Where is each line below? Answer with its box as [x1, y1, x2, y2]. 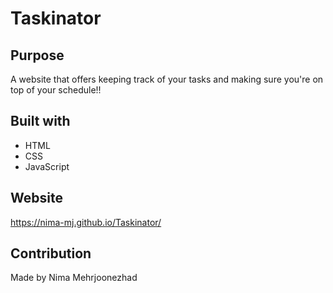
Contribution [10, 245, 92, 262]
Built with [10, 113, 71, 130]
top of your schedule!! [10, 84, 102, 96]
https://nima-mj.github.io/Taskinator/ [10, 216, 162, 228]
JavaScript [24, 160, 70, 172]
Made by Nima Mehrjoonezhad [10, 272, 138, 284]
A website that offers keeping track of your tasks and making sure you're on [10, 73, 324, 85]
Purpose [10, 47, 65, 64]
